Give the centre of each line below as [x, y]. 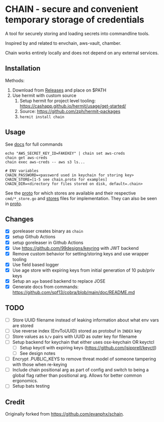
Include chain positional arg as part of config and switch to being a [81, 370]
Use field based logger [36, 264]
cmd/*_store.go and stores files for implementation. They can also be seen [81, 198]
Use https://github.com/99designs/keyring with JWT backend [75, 248]
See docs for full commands [34, 144]
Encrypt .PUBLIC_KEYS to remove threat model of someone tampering [84, 359]
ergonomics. [25, 381]
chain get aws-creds [27, 158]
